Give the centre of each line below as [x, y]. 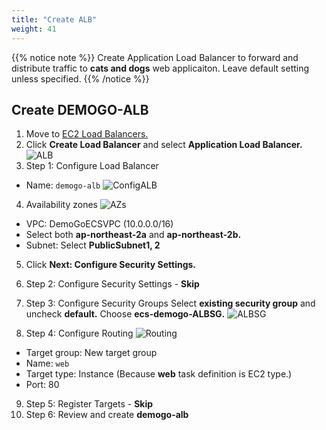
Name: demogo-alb [63, 185]
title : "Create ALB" [54, 19]
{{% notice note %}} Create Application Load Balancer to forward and [155, 57]
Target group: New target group [91, 353]
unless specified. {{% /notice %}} [80, 78]
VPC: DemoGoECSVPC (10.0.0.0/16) [99, 224]
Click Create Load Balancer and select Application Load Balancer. [164, 145]
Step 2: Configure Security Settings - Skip [112, 284]
